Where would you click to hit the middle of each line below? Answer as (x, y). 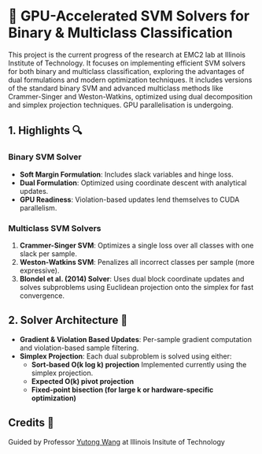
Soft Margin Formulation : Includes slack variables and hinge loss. (126, 174)
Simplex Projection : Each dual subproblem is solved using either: (125, 356)
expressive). (39, 270)
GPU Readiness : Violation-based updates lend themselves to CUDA (129, 199)
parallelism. (38, 207)
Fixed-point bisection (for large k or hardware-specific (122, 389)
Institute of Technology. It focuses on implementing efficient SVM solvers (127, 63)
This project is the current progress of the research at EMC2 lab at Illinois (127, 54)
